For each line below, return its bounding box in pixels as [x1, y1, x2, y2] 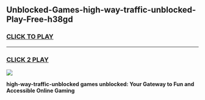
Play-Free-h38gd [6, 15, 73, 25]
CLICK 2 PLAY [6, 55, 49, 64]
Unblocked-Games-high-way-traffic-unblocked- [6, 5, 196, 15]
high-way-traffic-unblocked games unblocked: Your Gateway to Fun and [6, 80, 195, 87]
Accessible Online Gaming [6, 87, 75, 94]
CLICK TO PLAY [6, 33, 54, 41]
